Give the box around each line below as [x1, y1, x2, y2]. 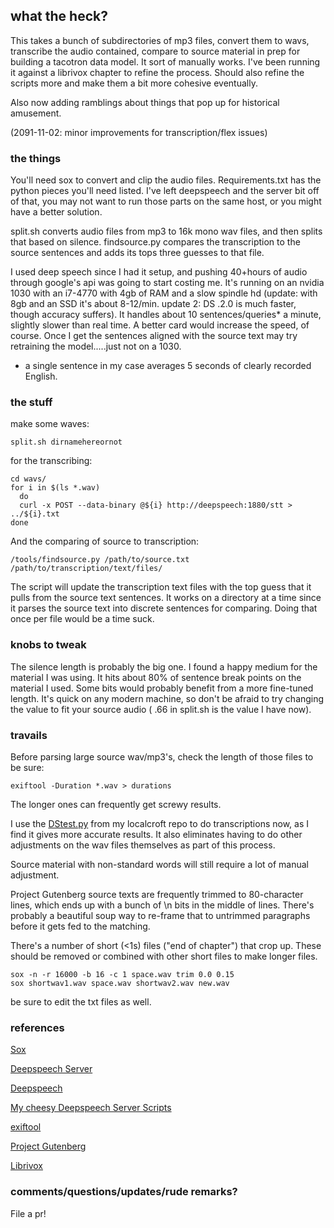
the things [10, 151, 62, 165]
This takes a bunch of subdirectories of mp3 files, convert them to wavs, [10, 34, 310, 46]
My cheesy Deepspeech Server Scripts [10, 1102, 172, 1114]
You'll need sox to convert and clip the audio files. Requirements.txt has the [10, 174, 322, 186]
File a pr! [10, 1207, 47, 1219]
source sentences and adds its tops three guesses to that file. [10, 247, 265, 259]
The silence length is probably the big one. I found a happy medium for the [10, 660, 318, 673]
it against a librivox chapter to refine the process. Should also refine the [10, 66, 305, 78]
